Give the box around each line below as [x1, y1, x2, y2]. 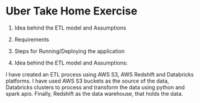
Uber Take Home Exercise [5, 4, 138, 18]
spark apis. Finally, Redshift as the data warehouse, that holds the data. [5, 90, 184, 97]
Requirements [14, 36, 50, 43]
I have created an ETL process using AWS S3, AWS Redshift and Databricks [5, 70, 194, 78]
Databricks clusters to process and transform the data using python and [5, 83, 185, 91]
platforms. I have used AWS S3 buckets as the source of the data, [5, 77, 170, 84]
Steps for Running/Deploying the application [14, 47, 125, 55]
